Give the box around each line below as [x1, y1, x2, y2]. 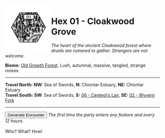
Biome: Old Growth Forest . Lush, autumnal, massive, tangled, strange [5, 62, 146, 68]
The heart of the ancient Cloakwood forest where [51, 42, 151, 48]
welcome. [5, 53, 25, 58]
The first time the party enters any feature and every [48, 111, 155, 117]
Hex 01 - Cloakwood [51, 16, 135, 27]
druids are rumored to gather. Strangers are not [51, 48, 148, 54]
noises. [5, 67, 20, 73]
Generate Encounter [7, 112, 45, 117]
